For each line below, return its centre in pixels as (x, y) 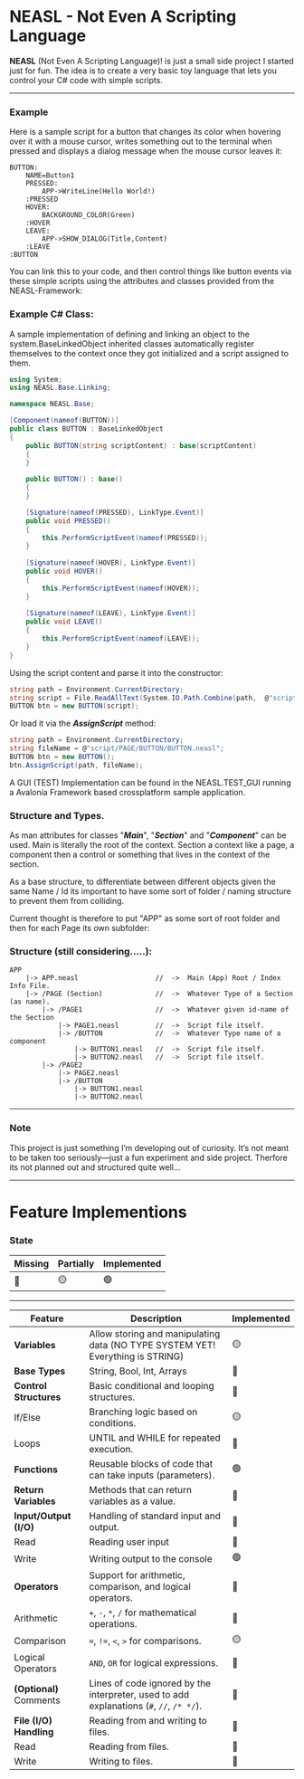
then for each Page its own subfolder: (80, 928)
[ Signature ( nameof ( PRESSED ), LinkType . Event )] (115, 512)
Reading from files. (129, 1746)
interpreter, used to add (139, 1695)
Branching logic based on (143, 1412)
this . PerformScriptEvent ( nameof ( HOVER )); (121, 588)
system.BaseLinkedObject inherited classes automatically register (132, 343)
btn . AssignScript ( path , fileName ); (76, 765)
